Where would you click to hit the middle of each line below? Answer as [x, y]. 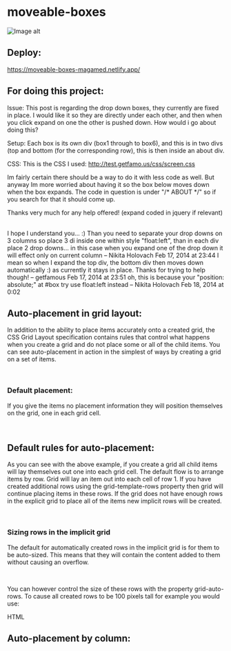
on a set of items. [32, 359]
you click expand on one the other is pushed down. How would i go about [112, 122]
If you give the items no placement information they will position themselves [115, 405]
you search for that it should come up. [61, 199]
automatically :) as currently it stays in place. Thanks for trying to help [106, 270]
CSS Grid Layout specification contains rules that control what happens [109, 337]
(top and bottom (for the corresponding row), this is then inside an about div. [116, 150]
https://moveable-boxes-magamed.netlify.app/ [74, 69]
